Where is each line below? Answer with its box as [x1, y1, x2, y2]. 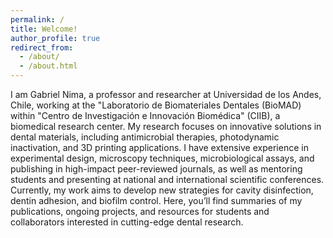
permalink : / [10, 14, 65, 25]
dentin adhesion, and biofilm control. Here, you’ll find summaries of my [10, 195, 303, 206]
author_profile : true [10, 33, 101, 43]
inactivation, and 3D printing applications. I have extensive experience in [10, 142, 309, 153]
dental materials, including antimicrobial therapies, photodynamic [10, 131, 280, 143]
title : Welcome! [10, 24, 78, 34]
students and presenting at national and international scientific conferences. [10, 174, 325, 185]
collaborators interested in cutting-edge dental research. [10, 216, 244, 228]
